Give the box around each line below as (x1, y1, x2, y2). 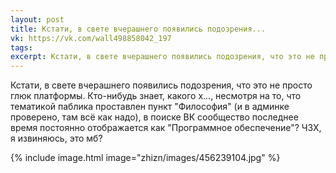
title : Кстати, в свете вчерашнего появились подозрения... (10, 24, 267, 34)
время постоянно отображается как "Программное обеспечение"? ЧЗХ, (10, 122, 322, 134)
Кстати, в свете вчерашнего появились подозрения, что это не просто (10, 79, 313, 91)
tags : (10, 42, 33, 53)
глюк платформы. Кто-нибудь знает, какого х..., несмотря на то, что (10, 90, 302, 102)
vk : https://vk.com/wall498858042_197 (10, 33, 172, 43)
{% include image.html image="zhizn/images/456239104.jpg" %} (10, 152, 281, 164)
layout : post (10, 14, 65, 25)
